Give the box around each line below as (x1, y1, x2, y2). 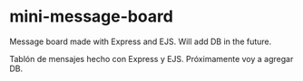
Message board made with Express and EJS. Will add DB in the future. (9, 36, 272, 47)
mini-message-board (9, 6, 174, 27)
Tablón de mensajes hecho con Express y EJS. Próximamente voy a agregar (9, 53, 294, 64)
